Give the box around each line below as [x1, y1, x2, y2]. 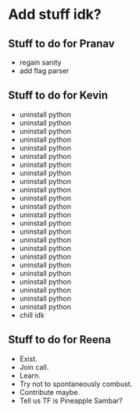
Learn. [19, 371, 41, 380]
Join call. [19, 362, 49, 371]
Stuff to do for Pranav [8, 37, 115, 50]
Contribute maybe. [19, 387, 81, 396]
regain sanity [19, 57, 62, 67]
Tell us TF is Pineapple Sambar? [19, 396, 123, 405]
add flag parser [19, 66, 70, 76]
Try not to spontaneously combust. [19, 379, 133, 389]
